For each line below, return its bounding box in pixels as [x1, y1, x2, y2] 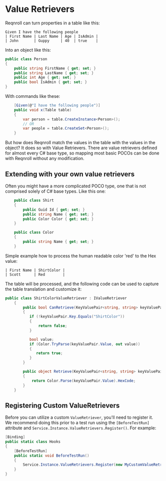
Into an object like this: [5, 47, 51, 53]
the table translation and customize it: [5, 286, 82, 292]
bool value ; [29, 337, 54, 342]
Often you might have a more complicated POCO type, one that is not [5, 183, 146, 189]
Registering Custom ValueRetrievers [5, 401, 120, 409]
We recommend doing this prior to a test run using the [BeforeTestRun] [5, 420, 150, 426]
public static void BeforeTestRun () [14, 453, 90, 458]
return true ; [36, 351, 63, 356]
